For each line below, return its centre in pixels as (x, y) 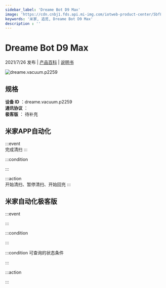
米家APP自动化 (28, 131)
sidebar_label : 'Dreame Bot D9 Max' (43, 10)
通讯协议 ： (17, 108)
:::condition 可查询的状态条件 (35, 252)
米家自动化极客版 (31, 202)
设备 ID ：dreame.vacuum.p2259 (39, 102)
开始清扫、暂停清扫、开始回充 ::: (38, 184)
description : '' (23, 24)
